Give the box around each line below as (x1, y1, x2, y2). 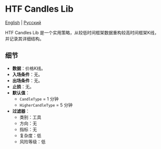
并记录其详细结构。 (5, 36, 44, 42)
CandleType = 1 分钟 (19, 96, 59, 102)
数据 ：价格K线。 (12, 65, 46, 71)
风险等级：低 (19, 138, 46, 145)
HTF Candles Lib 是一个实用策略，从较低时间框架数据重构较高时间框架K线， (5, 29, 159, 35)
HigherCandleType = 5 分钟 (19, 102, 73, 108)
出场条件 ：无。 (12, 77, 43, 84)
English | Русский (5, 20, 41, 25)
